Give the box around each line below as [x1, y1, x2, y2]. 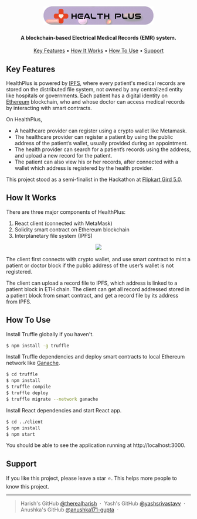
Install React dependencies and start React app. [6, 407, 122, 414]
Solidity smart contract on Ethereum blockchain [14, 226, 130, 233]
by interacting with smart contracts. [6, 104, 92, 111]
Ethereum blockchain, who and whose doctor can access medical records [6, 98, 185, 105]
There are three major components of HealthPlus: [6, 208, 126, 216]
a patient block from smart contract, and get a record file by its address [6, 292, 179, 299]
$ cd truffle [6, 371, 38, 377]
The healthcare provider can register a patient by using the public [14, 133, 174, 140]
